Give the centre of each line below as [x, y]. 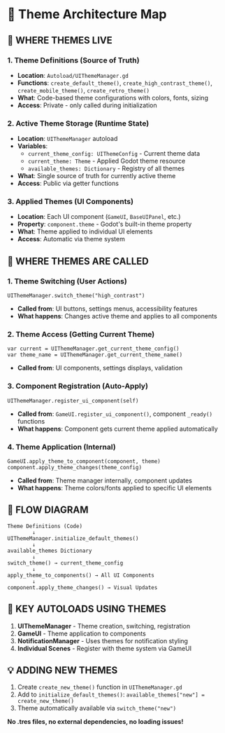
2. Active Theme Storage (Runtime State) [78, 123]
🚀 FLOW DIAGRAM [48, 510]
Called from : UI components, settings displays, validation [100, 368]
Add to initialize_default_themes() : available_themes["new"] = [111, 694]
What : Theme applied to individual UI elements [85, 231]
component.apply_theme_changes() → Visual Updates [82, 587]
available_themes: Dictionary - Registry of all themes [106, 168]
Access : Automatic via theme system [71, 239]
